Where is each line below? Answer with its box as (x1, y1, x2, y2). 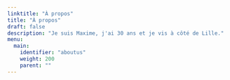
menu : (7, 36, 23, 43)
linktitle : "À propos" (7, 10, 74, 17)
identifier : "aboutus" (20, 49, 86, 56)
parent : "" (20, 62, 52, 69)
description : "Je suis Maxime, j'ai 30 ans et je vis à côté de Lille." (7, 29, 224, 37)
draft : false (7, 23, 46, 30)
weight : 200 (20, 56, 55, 63)
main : (13, 42, 30, 49)
